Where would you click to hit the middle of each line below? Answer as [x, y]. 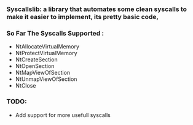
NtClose [26, 86]
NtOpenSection [35, 66]
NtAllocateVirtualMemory [47, 47]
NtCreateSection [36, 59]
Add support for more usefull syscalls [63, 115]
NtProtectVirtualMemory [46, 53]
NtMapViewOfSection [43, 73]
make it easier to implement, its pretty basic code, [82, 17]
